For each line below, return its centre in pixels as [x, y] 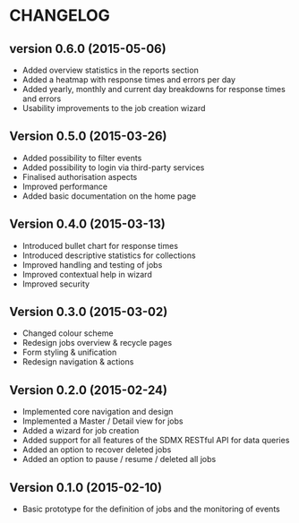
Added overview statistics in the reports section [110, 70]
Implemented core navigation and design [98, 412]
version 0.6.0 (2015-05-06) [88, 49]
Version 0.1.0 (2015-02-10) [86, 488]
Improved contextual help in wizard [87, 274]
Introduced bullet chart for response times [100, 245]
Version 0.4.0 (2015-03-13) [87, 224]
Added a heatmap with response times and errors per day [128, 80]
